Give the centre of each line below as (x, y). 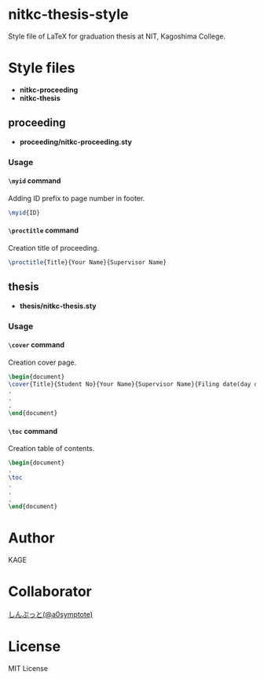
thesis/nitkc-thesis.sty (58, 306)
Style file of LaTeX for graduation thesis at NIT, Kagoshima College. (117, 36)
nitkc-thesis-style (68, 15)
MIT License (28, 669)
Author (31, 538)
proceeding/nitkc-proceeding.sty (75, 141)
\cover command (37, 345)
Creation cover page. (42, 362)
